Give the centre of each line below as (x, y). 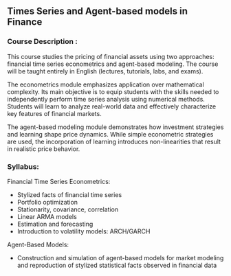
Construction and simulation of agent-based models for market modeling (120, 257)
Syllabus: (23, 166)
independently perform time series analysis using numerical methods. (106, 99)
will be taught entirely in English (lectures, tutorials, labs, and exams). (105, 71)
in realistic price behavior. (44, 149)
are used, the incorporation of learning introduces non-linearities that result (114, 141)
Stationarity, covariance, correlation (68, 209)
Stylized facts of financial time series (69, 194)
